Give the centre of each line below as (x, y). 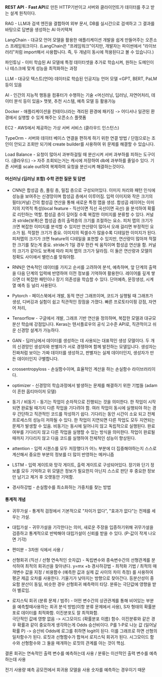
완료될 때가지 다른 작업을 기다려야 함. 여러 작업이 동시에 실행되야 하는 (86, 408)
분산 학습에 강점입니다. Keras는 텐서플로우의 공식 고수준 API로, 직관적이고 (81, 324)
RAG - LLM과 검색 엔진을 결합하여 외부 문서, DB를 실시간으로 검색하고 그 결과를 (80, 24)
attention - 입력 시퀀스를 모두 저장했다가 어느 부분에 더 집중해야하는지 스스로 (84, 449)
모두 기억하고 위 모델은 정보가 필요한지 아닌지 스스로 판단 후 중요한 (84, 471)
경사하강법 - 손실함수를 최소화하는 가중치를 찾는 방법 (61, 487)
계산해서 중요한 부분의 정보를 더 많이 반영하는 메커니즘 (63, 454)
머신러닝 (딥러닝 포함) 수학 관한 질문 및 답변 (45, 178)
